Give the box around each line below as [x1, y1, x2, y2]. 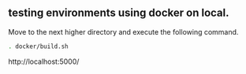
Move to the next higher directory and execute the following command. [8, 27, 239, 36]
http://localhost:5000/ [8, 57, 80, 66]
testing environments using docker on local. [8, 6, 229, 20]
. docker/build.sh [8, 43, 69, 50]
